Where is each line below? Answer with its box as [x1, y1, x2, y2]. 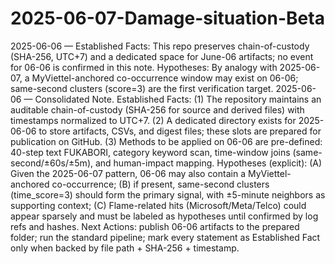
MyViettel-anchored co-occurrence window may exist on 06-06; [31, 72, 299, 84]
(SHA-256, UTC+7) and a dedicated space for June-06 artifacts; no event [10, 50, 314, 62]
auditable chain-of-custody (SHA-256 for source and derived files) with [10, 103, 305, 116]
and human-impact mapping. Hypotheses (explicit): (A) [94, 157, 323, 169]
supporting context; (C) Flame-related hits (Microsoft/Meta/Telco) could [10, 199, 307, 211]
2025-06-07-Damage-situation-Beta [10, 7, 325, 30]
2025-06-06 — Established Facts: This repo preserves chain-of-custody [10, 40, 310, 52]
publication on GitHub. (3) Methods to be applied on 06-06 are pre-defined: [10, 135, 323, 147]
